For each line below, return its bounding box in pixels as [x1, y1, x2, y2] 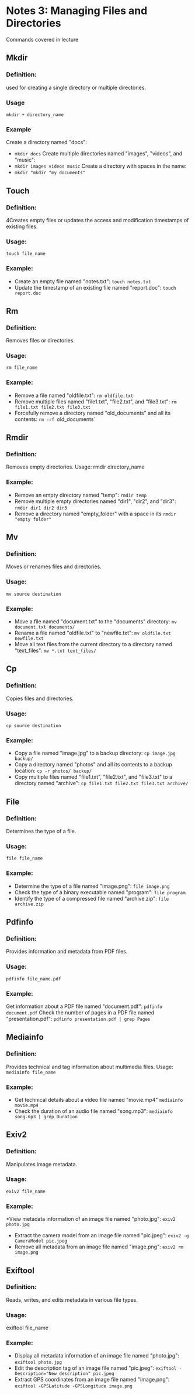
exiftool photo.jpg [14, 1359, 62, 1366]
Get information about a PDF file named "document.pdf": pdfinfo [6, 1003, 162, 1010]
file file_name [6, 856, 43, 861]
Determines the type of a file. [6, 828, 76, 835]
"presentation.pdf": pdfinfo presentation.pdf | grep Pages [6, 1015, 151, 1022]
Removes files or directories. [6, 337, 75, 344]
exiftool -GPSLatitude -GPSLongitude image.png [14, 1383, 133, 1389]
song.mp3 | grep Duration [14, 1114, 78, 1119]
